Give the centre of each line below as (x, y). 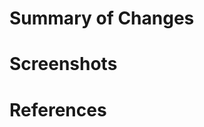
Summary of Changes (102, 18)
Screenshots (63, 64)
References (58, 109)
